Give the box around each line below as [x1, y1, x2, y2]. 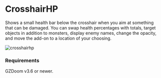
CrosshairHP [5, 3, 58, 15]
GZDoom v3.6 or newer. [5, 68, 54, 74]
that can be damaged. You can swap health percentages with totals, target [5, 25, 156, 30]
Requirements [5, 57, 40, 64]
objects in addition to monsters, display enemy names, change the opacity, [5, 30, 157, 36]
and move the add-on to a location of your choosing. [5, 35, 112, 41]
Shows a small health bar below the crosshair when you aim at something [5, 20, 154, 26]
